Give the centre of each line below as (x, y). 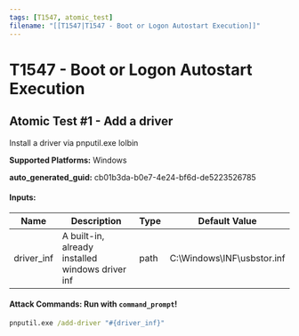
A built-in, (83, 236)
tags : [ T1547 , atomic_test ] (61, 17)
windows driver (94, 269)
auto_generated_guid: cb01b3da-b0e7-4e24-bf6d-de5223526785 (133, 177)
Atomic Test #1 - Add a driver (91, 121)
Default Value (227, 220)
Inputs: (23, 197)
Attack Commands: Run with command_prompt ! (93, 304)
